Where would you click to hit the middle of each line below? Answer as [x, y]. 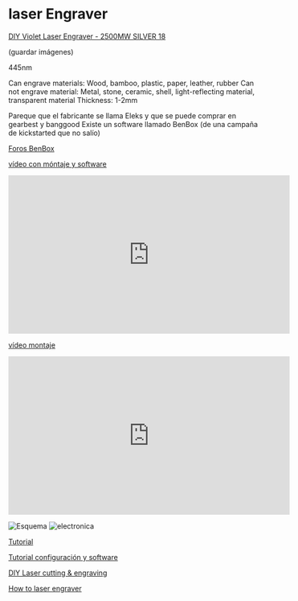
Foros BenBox [31, 148]
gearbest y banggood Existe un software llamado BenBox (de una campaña [133, 124]
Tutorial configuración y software [63, 557]
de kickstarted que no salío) [54, 133]
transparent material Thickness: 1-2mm [73, 100]
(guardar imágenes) [41, 51]
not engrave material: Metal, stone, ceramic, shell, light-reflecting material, [132, 91]
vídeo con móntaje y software [57, 164]
